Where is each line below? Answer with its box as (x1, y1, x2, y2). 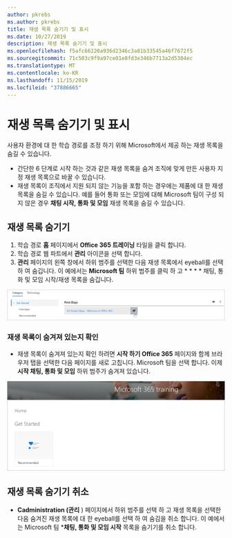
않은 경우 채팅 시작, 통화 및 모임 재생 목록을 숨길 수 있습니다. (24, 199, 185, 207)
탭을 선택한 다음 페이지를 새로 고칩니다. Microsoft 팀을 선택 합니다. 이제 (30, 358, 223, 367)
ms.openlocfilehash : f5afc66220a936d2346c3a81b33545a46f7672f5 (7, 48, 193, 55)
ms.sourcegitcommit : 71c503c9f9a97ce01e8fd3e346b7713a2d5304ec (7, 55, 193, 62)
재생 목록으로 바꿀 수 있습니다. (24, 173, 106, 181)
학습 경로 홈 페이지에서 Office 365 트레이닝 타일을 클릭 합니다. (17, 241, 186, 249)
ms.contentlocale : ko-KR (7, 69, 79, 76)
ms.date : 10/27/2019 (7, 33, 67, 40)
